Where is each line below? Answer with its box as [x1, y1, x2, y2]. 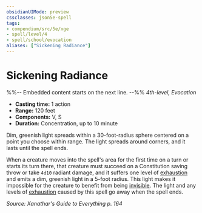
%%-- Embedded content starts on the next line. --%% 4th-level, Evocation [6, 88, 197, 96]
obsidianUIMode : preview [6, 8, 69, 15]
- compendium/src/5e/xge [6, 25, 69, 32]
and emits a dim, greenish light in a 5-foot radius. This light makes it [6, 175, 176, 182]
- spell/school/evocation [6, 37, 72, 43]
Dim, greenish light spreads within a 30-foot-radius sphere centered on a [6, 131, 189, 139]
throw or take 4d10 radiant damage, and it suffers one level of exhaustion [6, 169, 188, 176]
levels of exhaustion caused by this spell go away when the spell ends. [6, 188, 184, 195]
